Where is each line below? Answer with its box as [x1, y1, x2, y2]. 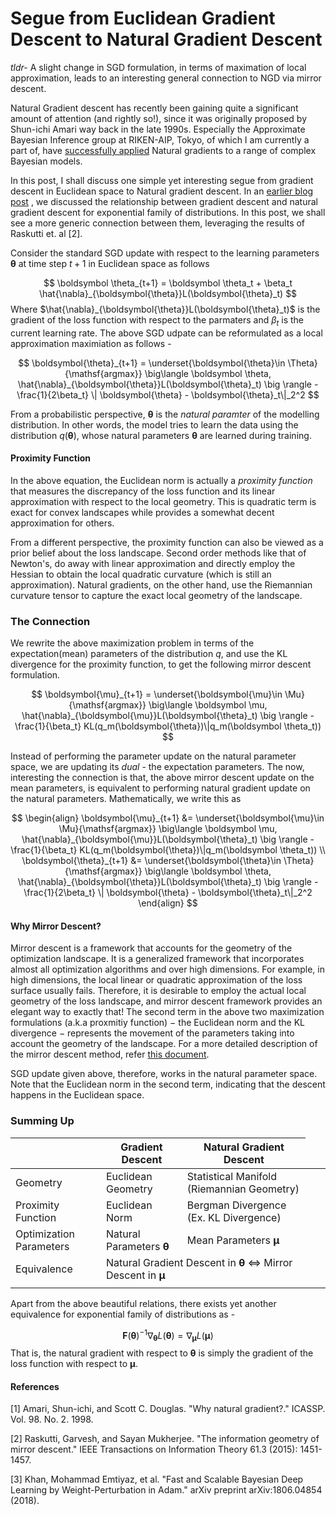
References [10, 1380, 60, 1392]
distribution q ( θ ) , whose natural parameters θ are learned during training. [10, 429, 312, 441]
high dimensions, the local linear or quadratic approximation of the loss [10, 974, 303, 986]
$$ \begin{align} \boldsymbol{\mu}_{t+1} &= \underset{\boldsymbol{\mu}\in [11, 812, 325, 824]
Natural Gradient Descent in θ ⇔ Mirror [105, 1255, 293, 1269]
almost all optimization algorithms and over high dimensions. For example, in [10, 963, 325, 976]
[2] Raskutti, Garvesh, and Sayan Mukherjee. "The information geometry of [10, 1433, 320, 1445]
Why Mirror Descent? [10, 920, 102, 932]
